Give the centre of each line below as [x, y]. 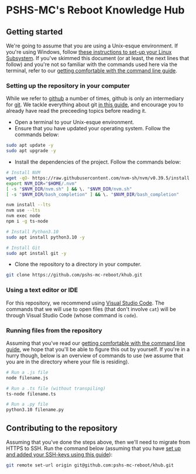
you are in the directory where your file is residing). [68, 361]
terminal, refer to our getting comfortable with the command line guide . [92, 70]
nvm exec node [23, 216]
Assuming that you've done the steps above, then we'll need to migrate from [98, 442]
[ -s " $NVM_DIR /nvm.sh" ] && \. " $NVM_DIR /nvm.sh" [69, 189]
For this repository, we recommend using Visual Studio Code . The [85, 303]
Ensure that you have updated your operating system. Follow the [92, 129]
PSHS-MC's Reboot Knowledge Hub [95, 10]
